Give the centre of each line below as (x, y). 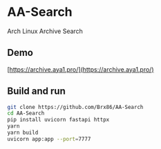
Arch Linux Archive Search (45, 31)
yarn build (23, 133)
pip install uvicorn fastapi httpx (58, 120)
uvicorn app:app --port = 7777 (49, 139)
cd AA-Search (26, 113)
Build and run (36, 91)
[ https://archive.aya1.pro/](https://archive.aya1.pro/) (80, 69)
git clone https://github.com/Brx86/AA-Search (75, 107)
